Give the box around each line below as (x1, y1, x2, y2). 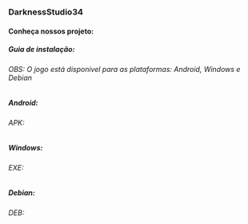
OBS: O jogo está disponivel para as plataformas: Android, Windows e (8, 65, 241, 74)
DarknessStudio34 (8, 6, 84, 18)
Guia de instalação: (8, 45, 75, 54)
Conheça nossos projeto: (8, 26, 94, 36)
